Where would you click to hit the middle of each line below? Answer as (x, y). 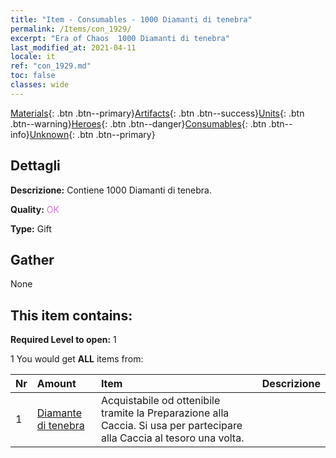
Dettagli (35, 166)
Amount (56, 384)
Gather (32, 259)
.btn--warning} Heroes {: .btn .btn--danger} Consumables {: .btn (138, 123)
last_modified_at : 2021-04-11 (73, 47)
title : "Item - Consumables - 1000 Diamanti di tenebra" (131, 19)
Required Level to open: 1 (63, 340)
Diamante (59, 413)
